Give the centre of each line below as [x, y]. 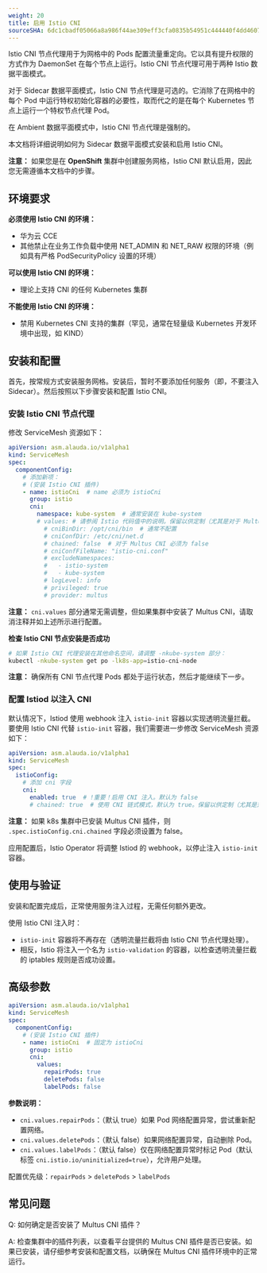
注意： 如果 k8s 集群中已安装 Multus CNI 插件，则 [89, 821]
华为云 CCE [39, 236]
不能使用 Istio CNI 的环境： [52, 307]
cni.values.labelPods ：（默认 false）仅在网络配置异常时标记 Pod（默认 [136, 1149]
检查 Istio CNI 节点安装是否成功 [59, 638]
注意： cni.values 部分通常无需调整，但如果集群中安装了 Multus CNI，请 [127, 611]
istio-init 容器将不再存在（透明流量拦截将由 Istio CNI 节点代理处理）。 [136, 939]
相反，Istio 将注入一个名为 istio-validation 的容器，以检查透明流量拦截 [138, 949]
